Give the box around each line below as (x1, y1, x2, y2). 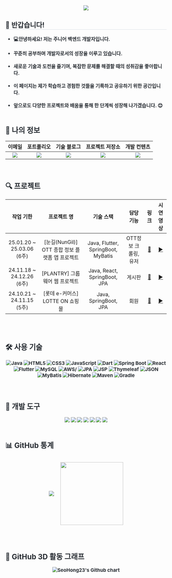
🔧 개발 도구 (5, 401, 40, 411)
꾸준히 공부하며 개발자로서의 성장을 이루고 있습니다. (13, 50, 123, 57)
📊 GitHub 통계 (5, 441, 54, 450)
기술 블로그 (55, 143, 81, 150)
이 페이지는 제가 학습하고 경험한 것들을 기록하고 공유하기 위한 (13, 82, 142, 89)
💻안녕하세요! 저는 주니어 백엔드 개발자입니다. (13, 35, 111, 43)
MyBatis (93, 253, 113, 260)
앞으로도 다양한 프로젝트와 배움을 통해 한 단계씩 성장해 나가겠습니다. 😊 (13, 102, 163, 109)
